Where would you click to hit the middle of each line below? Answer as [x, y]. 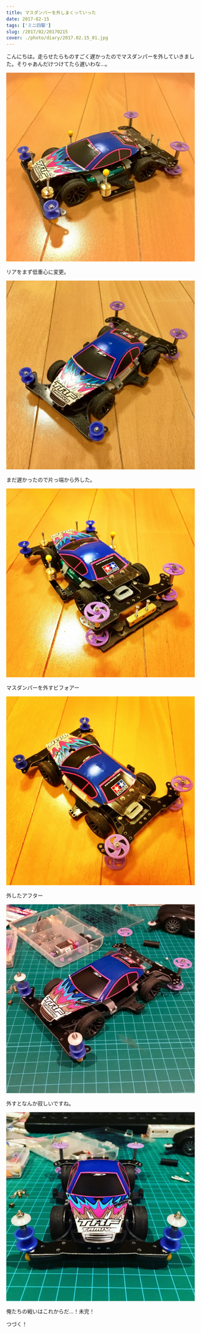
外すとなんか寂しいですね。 [40, 1103]
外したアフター [25, 895]
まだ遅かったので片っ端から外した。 [51, 480]
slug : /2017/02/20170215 [37, 32]
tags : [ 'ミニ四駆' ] [29, 25]
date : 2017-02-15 [28, 19]
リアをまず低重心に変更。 [38, 272]
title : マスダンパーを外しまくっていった [51, 13]
